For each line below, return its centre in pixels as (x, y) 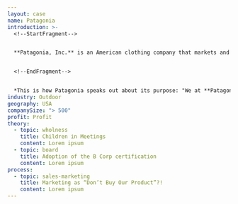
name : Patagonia (31, 21)
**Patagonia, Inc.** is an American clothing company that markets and (122, 53)
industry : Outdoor (34, 97)
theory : (19, 124)
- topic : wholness (41, 130)
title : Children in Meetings (63, 137)
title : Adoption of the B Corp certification (89, 157)
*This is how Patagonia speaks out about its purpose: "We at (107, 91)
